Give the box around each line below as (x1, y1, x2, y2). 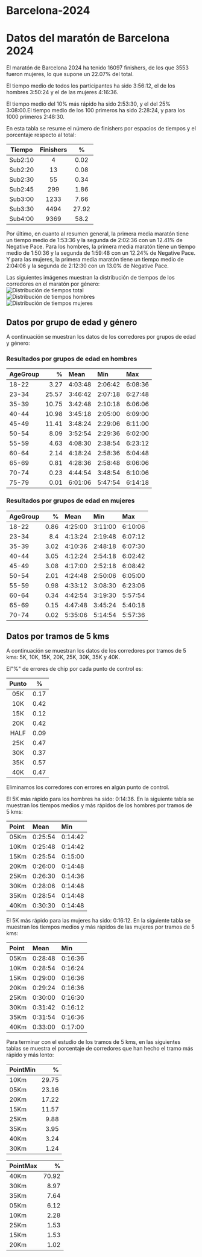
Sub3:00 (9, 195, 34, 203)
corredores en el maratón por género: (6, 280, 100, 287)
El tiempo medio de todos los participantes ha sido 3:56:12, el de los (6, 82, 175, 89)
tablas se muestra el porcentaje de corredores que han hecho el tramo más (6, 1045, 194, 1052)
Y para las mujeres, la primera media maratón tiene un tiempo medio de (6, 256, 184, 263)
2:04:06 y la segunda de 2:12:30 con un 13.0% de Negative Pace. (6, 262, 169, 269)
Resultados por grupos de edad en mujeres (6, 496, 135, 505)
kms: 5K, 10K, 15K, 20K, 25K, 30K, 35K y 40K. (6, 653, 121, 661)
